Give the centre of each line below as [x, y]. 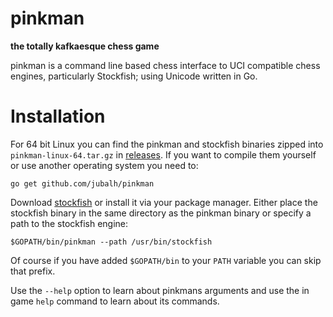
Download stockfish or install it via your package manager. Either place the [164, 202]
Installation [58, 116]
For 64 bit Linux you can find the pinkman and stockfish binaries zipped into [167, 144]
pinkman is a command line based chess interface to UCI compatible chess [165, 65]
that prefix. [33, 271]
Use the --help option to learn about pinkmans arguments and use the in [160, 290]
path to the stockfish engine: [69, 223]
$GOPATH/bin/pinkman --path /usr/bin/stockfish [111, 242]
